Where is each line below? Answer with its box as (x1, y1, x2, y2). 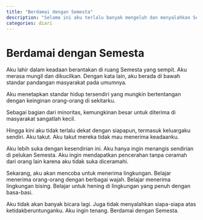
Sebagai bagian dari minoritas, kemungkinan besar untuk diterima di (6, 109, 176, 116)
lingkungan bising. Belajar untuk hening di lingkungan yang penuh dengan (6, 183, 191, 190)
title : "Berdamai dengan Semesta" (6, 8, 94, 15)
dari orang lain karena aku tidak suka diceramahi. (6, 158, 129, 165)
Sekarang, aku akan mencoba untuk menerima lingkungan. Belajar (6, 170, 172, 177)
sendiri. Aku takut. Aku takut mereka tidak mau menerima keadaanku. (6, 134, 179, 141)
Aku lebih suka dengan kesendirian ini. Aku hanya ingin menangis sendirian (6, 145, 194, 152)
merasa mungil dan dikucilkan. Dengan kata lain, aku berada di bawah (6, 73, 181, 80)
